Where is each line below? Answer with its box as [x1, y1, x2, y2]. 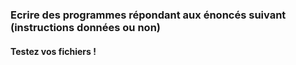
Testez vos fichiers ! [10, 45, 97, 57]
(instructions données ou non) [10, 20, 161, 34]
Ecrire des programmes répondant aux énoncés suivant [10, 8, 287, 22]
